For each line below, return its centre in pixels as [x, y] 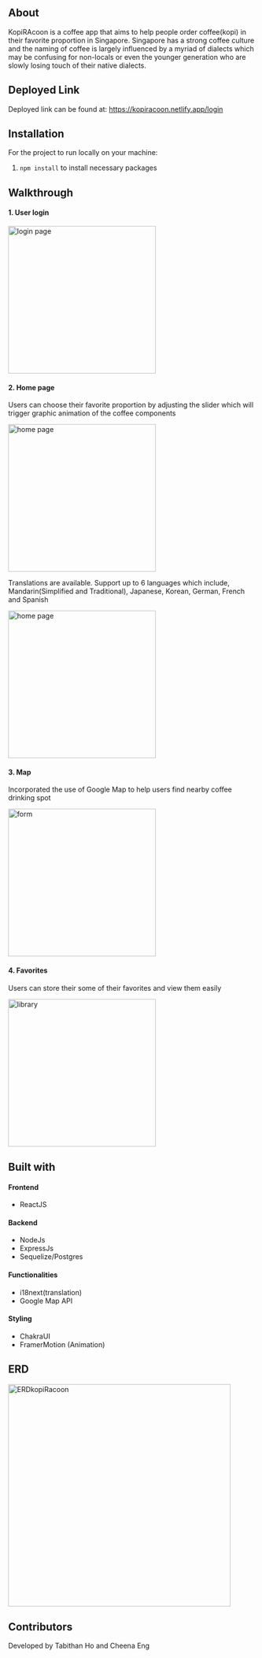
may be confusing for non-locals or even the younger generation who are [127, 57]
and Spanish [28, 600]
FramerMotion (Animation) [62, 1344]
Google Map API [46, 1301]
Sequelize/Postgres [51, 1257]
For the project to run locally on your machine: [83, 153]
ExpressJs [36, 1248]
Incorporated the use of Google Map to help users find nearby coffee [120, 789]
